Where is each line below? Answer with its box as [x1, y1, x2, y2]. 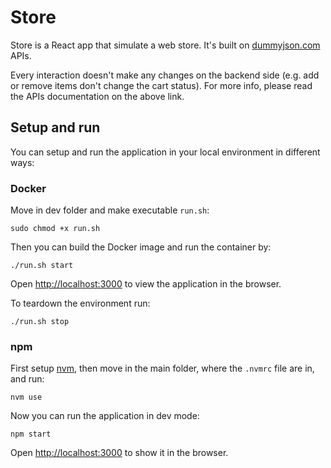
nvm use [10, 392, 43, 403]
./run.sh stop [10, 317, 70, 327]
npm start [10, 429, 52, 440]
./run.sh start [10, 261, 74, 271]
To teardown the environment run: [10, 297, 151, 310]
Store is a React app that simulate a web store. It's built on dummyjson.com [10, 39, 321, 51]
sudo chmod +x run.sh [10, 224, 101, 234]
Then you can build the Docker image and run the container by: [10, 241, 272, 253]
